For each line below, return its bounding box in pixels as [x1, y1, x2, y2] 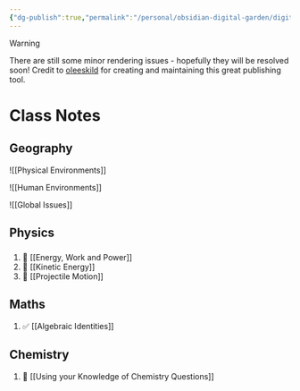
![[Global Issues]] [9, 199, 73, 210]
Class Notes [9, 105, 101, 125]
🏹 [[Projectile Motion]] [21, 270, 104, 282]
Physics [9, 225, 55, 241]
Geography [9, 140, 73, 157]
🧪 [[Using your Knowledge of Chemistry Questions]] [21, 370, 214, 381]
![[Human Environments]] [9, 182, 103, 192]
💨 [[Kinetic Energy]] [21, 261, 96, 272]
